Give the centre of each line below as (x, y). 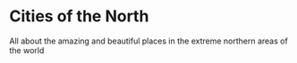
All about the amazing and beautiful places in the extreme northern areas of (148, 41)
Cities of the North (79, 16)
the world (27, 50)
